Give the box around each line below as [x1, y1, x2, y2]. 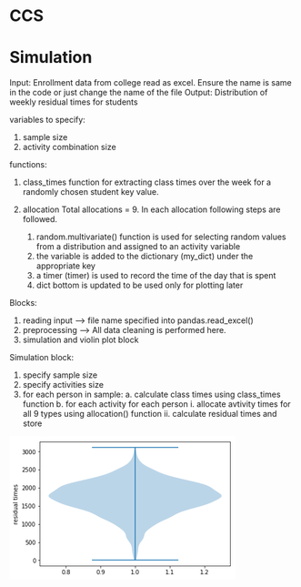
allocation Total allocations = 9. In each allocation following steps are [22, 204, 281, 215]
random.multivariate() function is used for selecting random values [35, 231, 286, 242]
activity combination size [22, 142, 116, 153]
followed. [22, 214, 57, 225]
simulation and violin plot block [22, 334, 139, 346]
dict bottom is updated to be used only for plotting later [35, 279, 244, 291]
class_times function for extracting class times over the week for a [22, 177, 271, 187]
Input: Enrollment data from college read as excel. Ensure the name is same [9, 77, 293, 88]
